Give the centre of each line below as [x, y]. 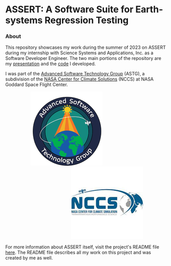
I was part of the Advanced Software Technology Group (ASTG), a [75, 74]
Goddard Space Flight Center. [37, 85]
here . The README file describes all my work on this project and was [78, 253]
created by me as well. [29, 258]
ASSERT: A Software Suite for [69, 9]
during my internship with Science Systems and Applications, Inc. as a [79, 53]
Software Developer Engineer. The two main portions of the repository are [83, 58]
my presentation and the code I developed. [51, 64]
